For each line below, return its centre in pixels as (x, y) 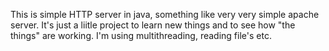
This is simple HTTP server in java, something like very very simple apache (165, 14)
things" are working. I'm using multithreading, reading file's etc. (141, 35)
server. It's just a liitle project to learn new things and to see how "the (153, 25)
